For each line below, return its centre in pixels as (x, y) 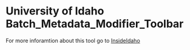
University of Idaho (55, 11)
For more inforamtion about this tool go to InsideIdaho (73, 40)
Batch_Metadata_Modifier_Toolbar (95, 24)
